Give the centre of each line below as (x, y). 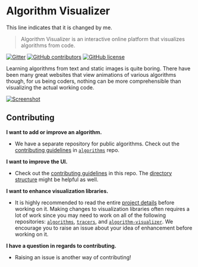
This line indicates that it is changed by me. (59, 27)
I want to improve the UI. (37, 162)
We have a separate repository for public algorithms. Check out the (97, 144)
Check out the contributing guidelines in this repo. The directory (93, 173)
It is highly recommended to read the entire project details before (95, 202)
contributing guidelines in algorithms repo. (67, 150)
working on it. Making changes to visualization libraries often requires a (102, 209)
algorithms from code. (48, 45)
